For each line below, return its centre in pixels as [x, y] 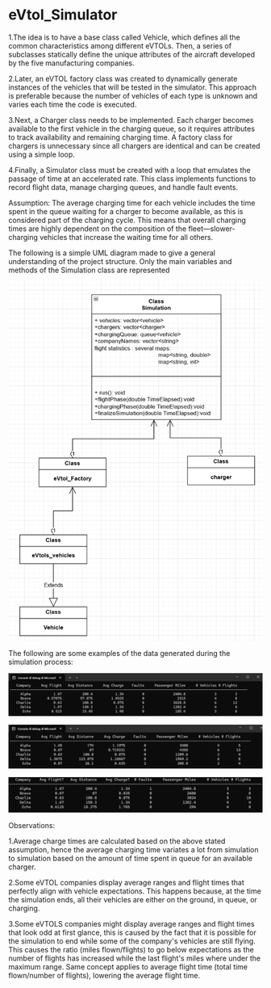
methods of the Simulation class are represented [89, 270]
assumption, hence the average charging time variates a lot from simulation [134, 850]
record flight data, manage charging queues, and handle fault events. [123, 187]
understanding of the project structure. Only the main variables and [120, 261]
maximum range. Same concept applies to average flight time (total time [128, 967]
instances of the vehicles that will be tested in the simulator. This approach [132, 87]
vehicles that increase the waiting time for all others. [126, 237]
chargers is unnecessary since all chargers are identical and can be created [134, 145]
